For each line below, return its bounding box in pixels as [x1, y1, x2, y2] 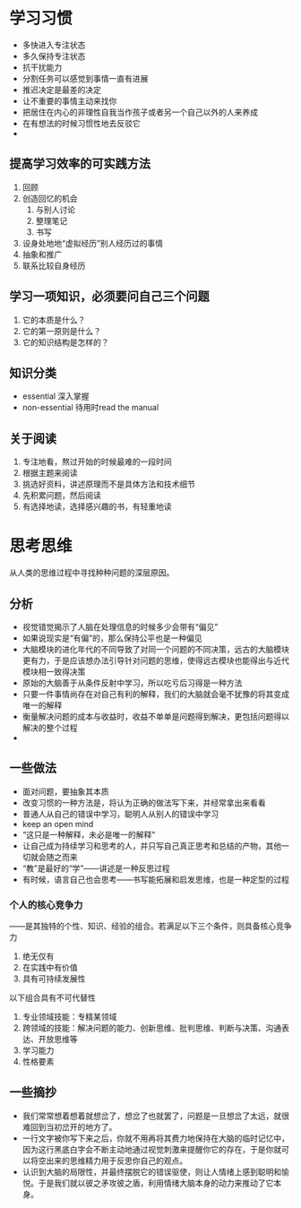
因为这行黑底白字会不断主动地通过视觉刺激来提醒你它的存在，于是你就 [21, 1143, 282, 1154]
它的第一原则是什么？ [21, 325, 101, 336]
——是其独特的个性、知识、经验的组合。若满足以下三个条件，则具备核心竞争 [9, 920, 292, 932]
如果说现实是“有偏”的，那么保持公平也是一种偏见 [21, 633, 203, 643]
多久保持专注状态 [21, 50, 86, 61]
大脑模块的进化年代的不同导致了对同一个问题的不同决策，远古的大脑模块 [21, 643, 289, 654]
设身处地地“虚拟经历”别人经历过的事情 [21, 237, 164, 248]
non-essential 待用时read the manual [21, 402, 159, 413]
